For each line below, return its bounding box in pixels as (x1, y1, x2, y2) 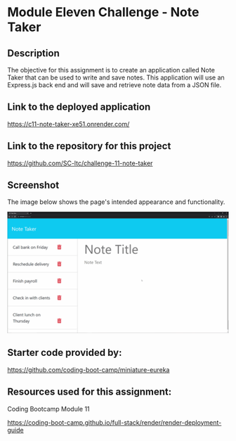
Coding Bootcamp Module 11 (7, 404, 90, 413)
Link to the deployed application (7, 101, 151, 113)
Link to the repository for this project (7, 140, 171, 152)
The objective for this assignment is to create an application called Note (7, 66, 216, 74)
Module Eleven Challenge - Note (7, 4, 199, 20)
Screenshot (7, 179, 60, 191)
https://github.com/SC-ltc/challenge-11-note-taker (7, 159, 153, 167)
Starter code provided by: (7, 347, 122, 359)
